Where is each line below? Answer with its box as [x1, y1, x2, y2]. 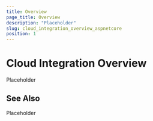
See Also [6, 94, 40, 104]
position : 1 [6, 31, 36, 37]
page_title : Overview [6, 14, 61, 20]
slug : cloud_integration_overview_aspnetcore [6, 25, 122, 32]
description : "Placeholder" [6, 20, 77, 26]
